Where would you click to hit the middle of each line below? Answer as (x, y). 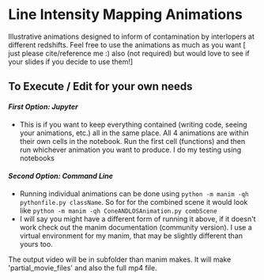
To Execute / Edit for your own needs (100, 87)
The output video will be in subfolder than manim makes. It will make (120, 259)
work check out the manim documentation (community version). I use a (136, 227)
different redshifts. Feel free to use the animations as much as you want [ (127, 44)
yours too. (36, 244)
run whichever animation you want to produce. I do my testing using (130, 149)
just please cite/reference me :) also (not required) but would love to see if (129, 53)
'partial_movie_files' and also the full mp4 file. (83, 267)
